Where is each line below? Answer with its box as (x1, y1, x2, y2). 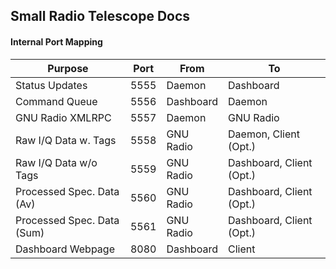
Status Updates (15, 78, 88, 92)
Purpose (47, 61, 89, 75)
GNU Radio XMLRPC (15, 110, 112, 124)
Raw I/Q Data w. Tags (15, 133, 117, 147)
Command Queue (15, 94, 98, 108)
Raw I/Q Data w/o (15, 155, 98, 169)
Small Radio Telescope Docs (10, 8, 191, 25)
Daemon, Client (228, 127, 300, 141)
